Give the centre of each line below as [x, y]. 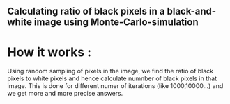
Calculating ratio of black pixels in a [86, 11]
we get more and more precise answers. [65, 94]
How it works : [49, 52]
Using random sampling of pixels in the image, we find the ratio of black [110, 71]
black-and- [192, 11]
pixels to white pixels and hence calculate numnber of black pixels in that [112, 78]
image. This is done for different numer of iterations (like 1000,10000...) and [115, 86]
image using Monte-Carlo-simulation [116, 23]
